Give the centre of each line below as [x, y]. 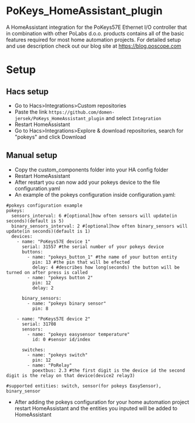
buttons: [32, 252]
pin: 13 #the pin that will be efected [81, 262]
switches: [33, 350]
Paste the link [31, 112]
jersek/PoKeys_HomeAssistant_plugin [59, 118]
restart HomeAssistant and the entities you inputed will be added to [96, 408]
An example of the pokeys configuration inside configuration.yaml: [95, 194]
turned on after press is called [47, 272]
